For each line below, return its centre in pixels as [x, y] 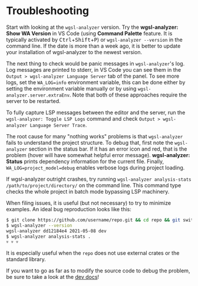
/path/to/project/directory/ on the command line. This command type [94, 185]
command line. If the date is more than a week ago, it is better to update [93, 46]
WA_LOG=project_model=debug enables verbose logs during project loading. [95, 167]
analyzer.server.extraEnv [38, 95]
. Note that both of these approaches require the [128, 95]
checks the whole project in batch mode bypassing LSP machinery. [88, 191]
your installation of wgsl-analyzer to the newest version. [74, 52]
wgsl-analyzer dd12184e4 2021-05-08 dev [57, 231]
